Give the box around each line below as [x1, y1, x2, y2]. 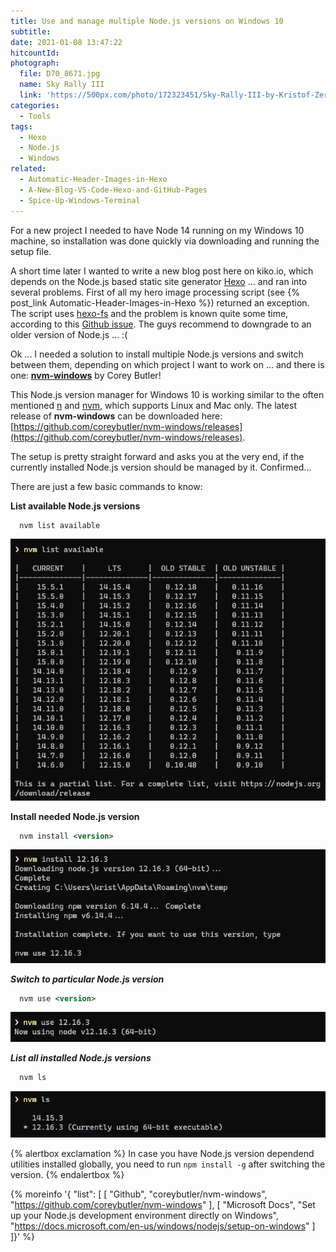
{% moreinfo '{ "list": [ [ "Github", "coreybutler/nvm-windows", [10, 1188, 268, 1200]
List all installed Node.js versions [10, 1051, 152, 1064]
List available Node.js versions [10, 500, 141, 512]
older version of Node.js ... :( [10, 328, 128, 340]
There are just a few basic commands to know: [10, 480, 203, 492]
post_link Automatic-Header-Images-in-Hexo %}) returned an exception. [10, 296, 310, 309]
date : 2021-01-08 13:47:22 [10, 37, 123, 47]
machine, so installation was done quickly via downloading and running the [10, 235, 320, 247]
